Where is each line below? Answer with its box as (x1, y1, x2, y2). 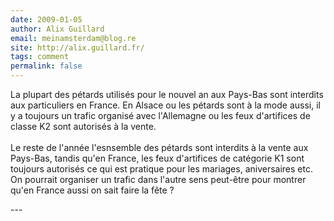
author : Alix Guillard (10, 24, 105, 34)
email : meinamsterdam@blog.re (10, 33, 137, 43)
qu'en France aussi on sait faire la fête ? (10, 184, 175, 196)
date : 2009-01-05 (10, 14, 83, 25)
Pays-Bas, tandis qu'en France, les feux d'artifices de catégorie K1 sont (10, 152, 305, 164)
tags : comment (10, 52, 70, 62)
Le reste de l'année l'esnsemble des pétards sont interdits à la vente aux (10, 142, 309, 153)
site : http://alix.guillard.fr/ (10, 42, 145, 53)
